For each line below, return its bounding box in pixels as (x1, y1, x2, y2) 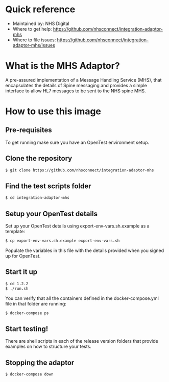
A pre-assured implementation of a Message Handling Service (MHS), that (5, 77, 162, 83)
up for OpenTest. (5, 252, 41, 259)
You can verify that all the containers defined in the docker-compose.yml (5, 295, 159, 301)
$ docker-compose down (5, 372, 54, 377)
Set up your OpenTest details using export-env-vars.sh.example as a (5, 223, 150, 229)
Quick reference (5, 4, 76, 15)
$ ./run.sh (5, 286, 29, 291)
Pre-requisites (5, 126, 52, 135)
